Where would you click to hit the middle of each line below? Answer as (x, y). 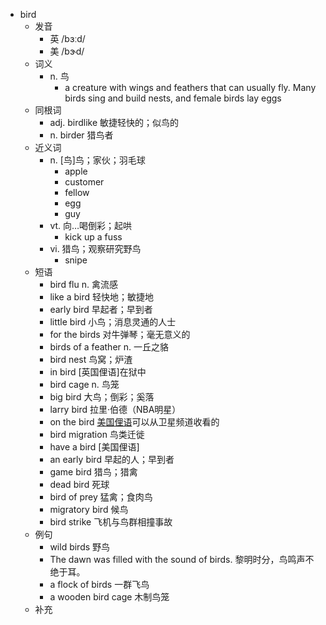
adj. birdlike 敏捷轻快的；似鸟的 (114, 122)
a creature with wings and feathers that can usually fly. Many (190, 87)
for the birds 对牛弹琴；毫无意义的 (120, 334)
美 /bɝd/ (67, 51)
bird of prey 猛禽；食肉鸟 (101, 497)
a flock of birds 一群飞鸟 (99, 584)
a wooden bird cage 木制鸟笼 (109, 597)
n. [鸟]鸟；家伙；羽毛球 (97, 160)
